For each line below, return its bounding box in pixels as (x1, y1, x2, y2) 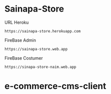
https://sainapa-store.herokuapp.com (4, 29, 81, 33)
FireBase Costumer (4, 55, 43, 61)
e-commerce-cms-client (4, 81, 107, 92)
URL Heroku (4, 19, 29, 25)
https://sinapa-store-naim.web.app (4, 64, 77, 69)
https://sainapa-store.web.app (4, 47, 68, 51)
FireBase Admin (4, 37, 36, 43)
